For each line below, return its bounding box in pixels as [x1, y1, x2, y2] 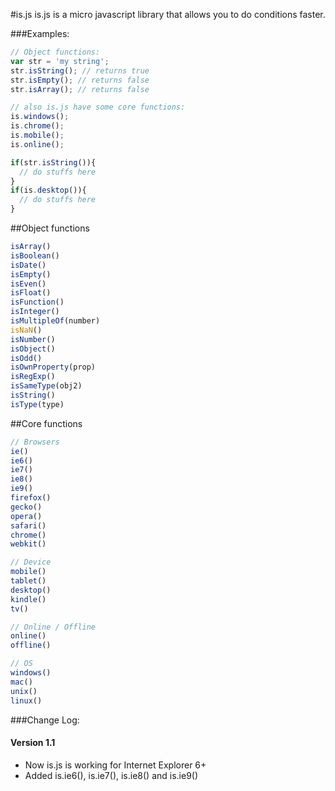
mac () [10, 677, 33, 687]
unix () [10, 686, 38, 696]
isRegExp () [10, 372, 56, 382]
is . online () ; [10, 139, 65, 149]
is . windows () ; [10, 112, 70, 122]
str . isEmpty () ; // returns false [10, 75, 150, 85]
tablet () [10, 576, 47, 586]
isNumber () [10, 334, 56, 344]
